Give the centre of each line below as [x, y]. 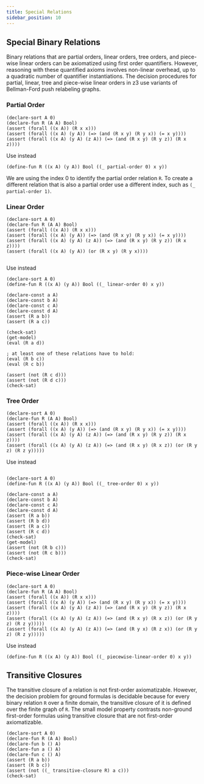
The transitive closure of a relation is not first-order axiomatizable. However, [102, 690]
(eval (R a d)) [26, 343]
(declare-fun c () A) [34, 755]
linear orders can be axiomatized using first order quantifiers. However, [109, 63]
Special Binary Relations [53, 42]
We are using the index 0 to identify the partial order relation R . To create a [100, 178]
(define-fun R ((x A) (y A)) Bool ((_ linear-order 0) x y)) [86, 284]
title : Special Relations [39, 12]
